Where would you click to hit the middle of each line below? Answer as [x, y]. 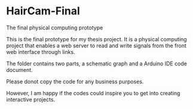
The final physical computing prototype [55, 28]
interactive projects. [31, 99]
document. [19, 69]
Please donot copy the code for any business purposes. [75, 81]
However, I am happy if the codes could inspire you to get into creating [93, 93]
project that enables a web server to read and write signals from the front [96, 46]
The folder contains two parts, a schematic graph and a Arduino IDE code [96, 63]
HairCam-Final [43, 11]
